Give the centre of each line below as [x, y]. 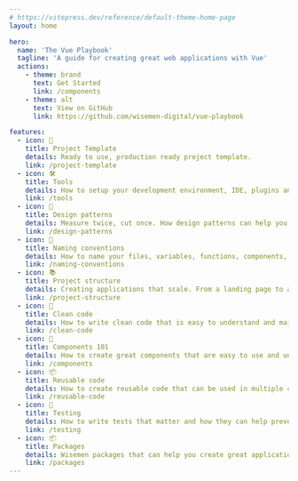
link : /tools [49, 198]
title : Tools [49, 182]
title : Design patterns [69, 215]
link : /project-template [71, 165]
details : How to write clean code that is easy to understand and [150, 322]
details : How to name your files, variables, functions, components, [157, 256]
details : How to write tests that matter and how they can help [146, 421]
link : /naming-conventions [75, 265]
